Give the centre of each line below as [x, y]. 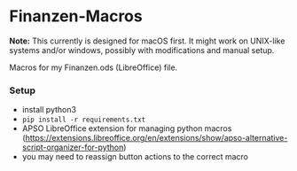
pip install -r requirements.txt [84, 120]
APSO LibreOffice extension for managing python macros [127, 128]
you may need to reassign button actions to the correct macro [135, 157]
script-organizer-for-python [73, 147]
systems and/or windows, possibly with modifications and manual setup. [142, 50]
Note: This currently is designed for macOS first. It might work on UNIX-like [147, 41]
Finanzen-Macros [76, 16]
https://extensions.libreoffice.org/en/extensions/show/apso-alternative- [156, 138]
